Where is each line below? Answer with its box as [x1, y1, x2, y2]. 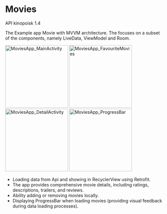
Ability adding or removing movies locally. [12, 192, 99, 198]
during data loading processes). [12, 203, 79, 209]
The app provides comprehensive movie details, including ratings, [12, 181, 149, 187]
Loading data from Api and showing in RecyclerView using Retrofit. [12, 176, 151, 182]
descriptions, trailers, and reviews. [12, 187, 84, 193]
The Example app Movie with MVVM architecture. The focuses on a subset [5, 30, 160, 36]
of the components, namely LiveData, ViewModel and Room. [5, 35, 130, 41]
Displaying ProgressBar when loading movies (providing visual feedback [12, 197, 162, 203]
